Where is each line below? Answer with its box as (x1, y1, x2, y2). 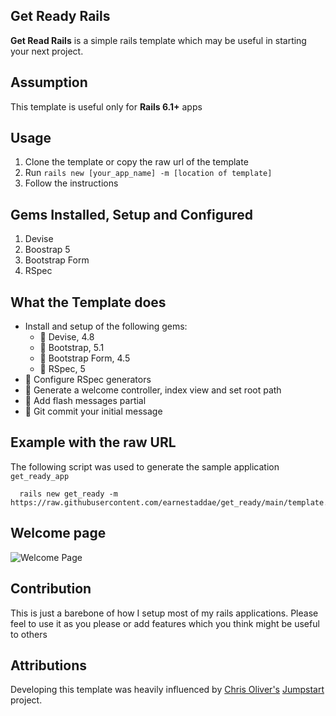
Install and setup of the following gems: (24, 320, 188, 333)
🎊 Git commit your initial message (24, 405, 163, 418)
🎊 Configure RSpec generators (24, 374, 152, 386)
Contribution (10, 580, 92, 598)
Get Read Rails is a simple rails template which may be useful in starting (10, 34, 307, 46)
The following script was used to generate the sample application (10, 460, 280, 473)
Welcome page (10, 525, 107, 542)
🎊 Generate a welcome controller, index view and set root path (24, 384, 282, 396)
